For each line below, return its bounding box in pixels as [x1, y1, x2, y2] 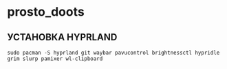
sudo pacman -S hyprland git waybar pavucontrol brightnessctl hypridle [7, 49, 220, 56]
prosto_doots [7, 4, 85, 20]
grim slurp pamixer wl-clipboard [7, 55, 103, 62]
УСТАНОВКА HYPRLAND [7, 31, 118, 43]
